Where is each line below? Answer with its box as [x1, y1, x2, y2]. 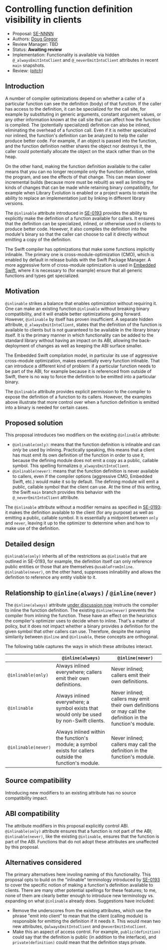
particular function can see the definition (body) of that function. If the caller [5, 101, 162, 107]
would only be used [56, 711, 102, 718]
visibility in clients [5, 14, 82, 25]
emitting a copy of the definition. [5, 236, 72, 242]
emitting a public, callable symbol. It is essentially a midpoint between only [5, 515, 158, 521]
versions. [5, 200, 24, 206]
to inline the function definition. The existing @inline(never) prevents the [5, 607, 155, 613]
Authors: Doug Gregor [12, 36, 58, 42]
